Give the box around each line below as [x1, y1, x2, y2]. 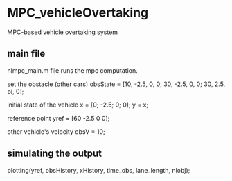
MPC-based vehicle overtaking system [7, 28, 118, 36]
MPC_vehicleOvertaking [7, 5, 149, 21]
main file [7, 48, 46, 60]
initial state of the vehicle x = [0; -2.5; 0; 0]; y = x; [7, 101, 149, 109]
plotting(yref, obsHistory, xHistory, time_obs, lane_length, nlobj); [7, 166, 190, 174]
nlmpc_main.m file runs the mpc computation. [7, 66, 138, 74]
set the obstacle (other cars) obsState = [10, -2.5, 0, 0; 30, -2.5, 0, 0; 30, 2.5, [7, 80, 226, 88]
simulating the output [7, 148, 102, 160]
